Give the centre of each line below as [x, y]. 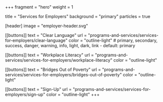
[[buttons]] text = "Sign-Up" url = [39, 89]
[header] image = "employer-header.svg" [47, 26]
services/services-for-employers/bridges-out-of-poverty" [63, 75]
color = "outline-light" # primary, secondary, [113, 40]
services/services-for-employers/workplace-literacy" [59, 60]
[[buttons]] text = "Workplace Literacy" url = [50, 55]
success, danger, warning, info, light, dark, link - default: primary [70, 45]
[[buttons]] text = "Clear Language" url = [46, 35]
